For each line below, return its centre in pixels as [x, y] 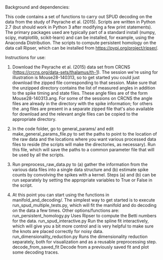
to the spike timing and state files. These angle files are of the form [80, 93]
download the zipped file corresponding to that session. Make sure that [84, 83]
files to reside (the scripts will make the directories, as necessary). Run [84, 144]
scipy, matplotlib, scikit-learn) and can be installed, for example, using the [80, 37]
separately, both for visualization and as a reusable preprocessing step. [84, 242]
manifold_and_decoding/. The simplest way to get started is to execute [84, 200]
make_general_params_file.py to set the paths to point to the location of [84, 134]
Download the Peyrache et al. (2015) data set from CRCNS [71, 67]
